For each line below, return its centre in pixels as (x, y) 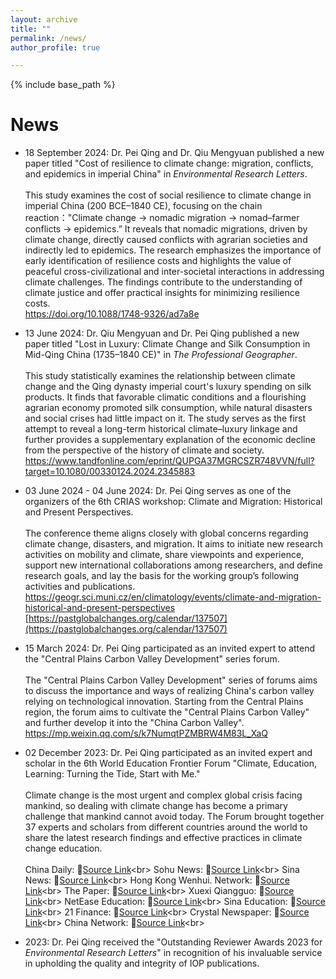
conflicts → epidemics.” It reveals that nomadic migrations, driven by (166, 229)
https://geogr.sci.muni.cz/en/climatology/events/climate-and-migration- (173, 597)
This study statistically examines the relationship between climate (160, 376)
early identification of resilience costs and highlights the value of (158, 261)
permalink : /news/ (48, 38)
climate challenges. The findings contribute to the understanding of (163, 282)
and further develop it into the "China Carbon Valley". (134, 723)
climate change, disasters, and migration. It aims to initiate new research (174, 544)
